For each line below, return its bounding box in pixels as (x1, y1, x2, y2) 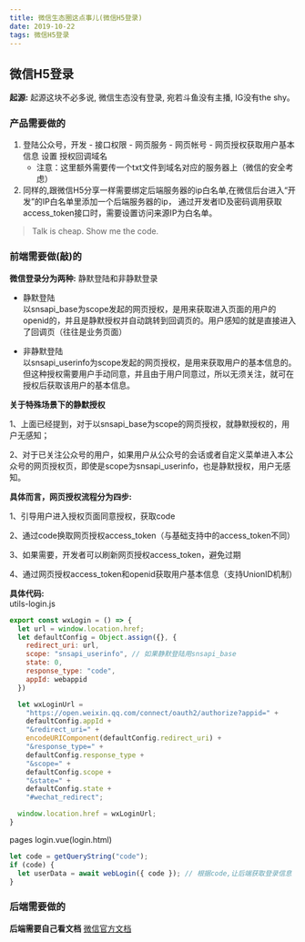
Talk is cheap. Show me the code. (31, 226, 159, 237)
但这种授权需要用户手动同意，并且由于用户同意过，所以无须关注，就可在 (22, 368, 294, 379)
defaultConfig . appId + (25, 716, 112, 726)
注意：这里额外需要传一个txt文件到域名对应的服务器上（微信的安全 (36, 162, 286, 173)
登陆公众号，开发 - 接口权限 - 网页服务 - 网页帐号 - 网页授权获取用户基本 (22, 139, 296, 150)
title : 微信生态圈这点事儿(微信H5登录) (9, 13, 143, 23)
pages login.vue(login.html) (9, 834, 112, 845)
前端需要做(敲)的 (9, 250, 82, 263)
